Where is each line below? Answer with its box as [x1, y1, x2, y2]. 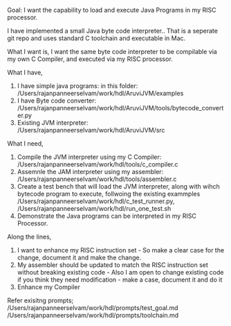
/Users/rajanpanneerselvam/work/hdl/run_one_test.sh [17, 205, 172, 212]
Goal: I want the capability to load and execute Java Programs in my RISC [7, 6, 216, 14]
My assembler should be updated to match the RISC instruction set [17, 261, 209, 269]
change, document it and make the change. [17, 253, 142, 261]
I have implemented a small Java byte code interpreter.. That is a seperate [7, 27, 218, 35]
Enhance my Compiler [17, 283, 81, 291]
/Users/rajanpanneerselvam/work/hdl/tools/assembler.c [17, 175, 177, 183]
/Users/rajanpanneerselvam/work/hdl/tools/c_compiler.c [17, 160, 178, 169]
